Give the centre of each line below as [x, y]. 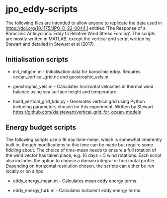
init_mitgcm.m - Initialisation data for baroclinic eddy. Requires [77, 71]
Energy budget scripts [41, 128]
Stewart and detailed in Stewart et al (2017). [50, 44]
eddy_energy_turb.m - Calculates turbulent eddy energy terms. [77, 190]
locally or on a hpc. [25, 171]
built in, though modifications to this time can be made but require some [79, 144]
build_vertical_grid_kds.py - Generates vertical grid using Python [79, 101]
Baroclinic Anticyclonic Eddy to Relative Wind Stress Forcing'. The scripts [81, 33]
